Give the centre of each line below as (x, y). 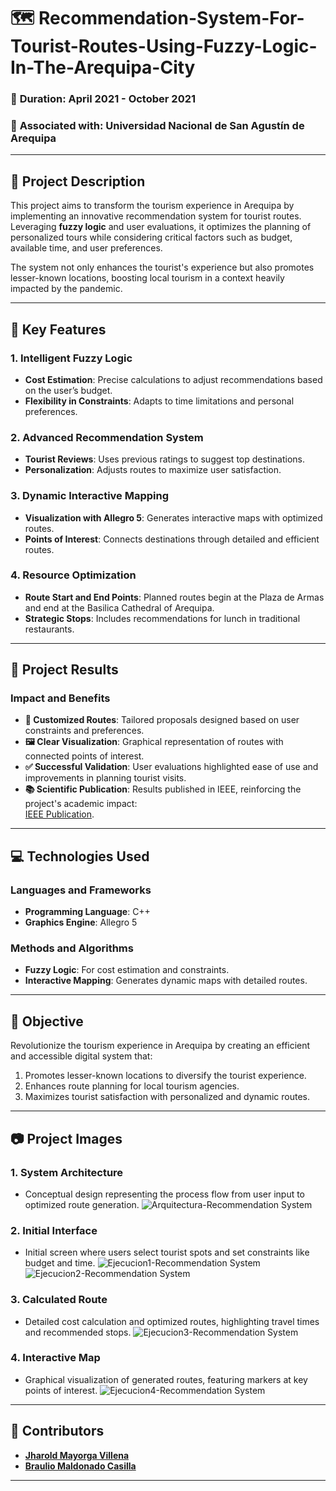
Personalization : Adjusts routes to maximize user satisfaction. (153, 470)
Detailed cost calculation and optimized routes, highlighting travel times (172, 1321)
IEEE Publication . (59, 814)
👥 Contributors (57, 1431)
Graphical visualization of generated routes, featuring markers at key (166, 1379)
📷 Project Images (66, 1138)
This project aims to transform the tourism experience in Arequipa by (152, 206)
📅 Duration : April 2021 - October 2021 (103, 99)
